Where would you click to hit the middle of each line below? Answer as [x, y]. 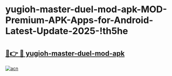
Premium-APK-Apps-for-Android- [79, 20]
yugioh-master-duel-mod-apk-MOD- [86, 9]
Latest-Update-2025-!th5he [67, 31]
